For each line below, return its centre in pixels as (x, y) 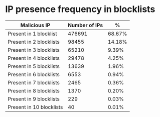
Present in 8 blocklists (34, 90)
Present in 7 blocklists (34, 82)
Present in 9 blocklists (34, 99)
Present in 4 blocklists (34, 58)
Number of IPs (85, 25)
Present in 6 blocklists (34, 74)
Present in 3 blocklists (34, 50)
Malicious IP (35, 25)
